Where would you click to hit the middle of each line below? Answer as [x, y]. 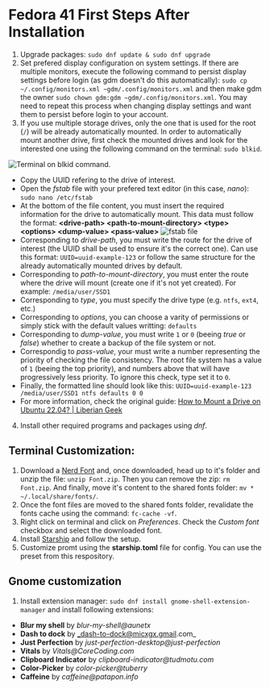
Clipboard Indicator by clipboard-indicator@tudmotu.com [117, 659]
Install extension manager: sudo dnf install [93, 601]
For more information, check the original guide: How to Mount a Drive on [140, 401]
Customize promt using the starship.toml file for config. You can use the [141, 547]
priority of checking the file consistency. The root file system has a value [141, 360]
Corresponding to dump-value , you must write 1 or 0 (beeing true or [133, 334]
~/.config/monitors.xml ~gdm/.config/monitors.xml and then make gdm [141, 88]
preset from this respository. [67, 556]
